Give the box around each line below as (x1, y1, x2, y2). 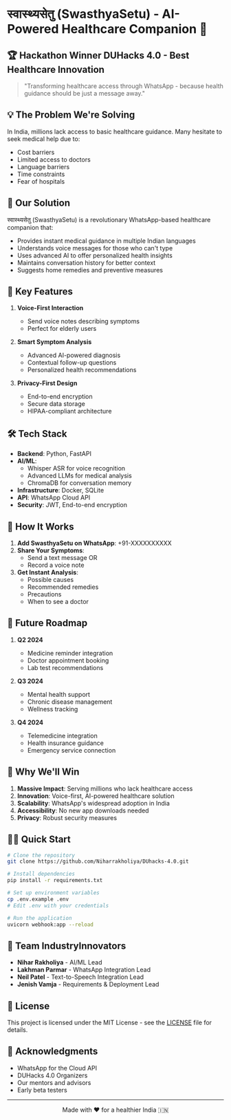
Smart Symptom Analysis (16, 338, 92, 346)
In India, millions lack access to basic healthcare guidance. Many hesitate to (7, 127, 222, 136)
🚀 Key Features (7, 286, 74, 298)
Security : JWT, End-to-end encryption (16, 501, 127, 509)
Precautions (27, 590, 62, 599)
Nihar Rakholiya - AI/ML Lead (16, 958, 102, 967)
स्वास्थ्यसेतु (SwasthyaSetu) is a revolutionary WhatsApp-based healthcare (7, 215, 211, 224)
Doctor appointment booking (27, 656, 109, 665)
